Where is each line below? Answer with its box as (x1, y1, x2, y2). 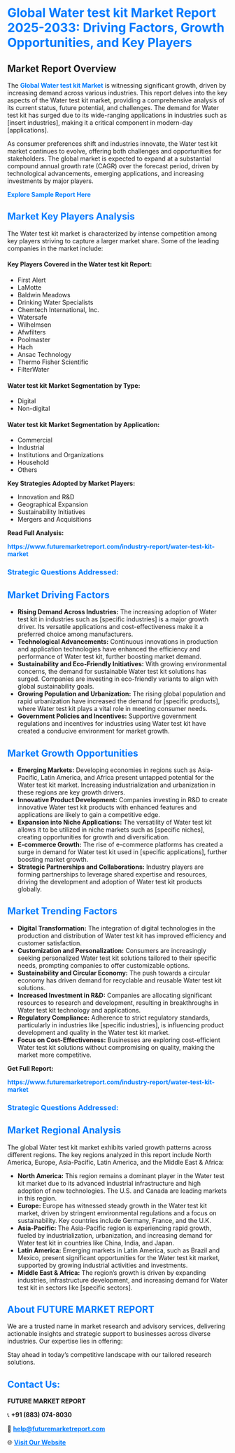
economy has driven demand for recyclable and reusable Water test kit (17, 976, 222, 985)
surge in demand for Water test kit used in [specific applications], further (17, 847, 227, 856)
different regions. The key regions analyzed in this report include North (7, 1150, 212, 1158)
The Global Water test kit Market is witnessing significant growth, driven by (7, 81, 227, 89)
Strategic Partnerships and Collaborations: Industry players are (17, 863, 204, 871)
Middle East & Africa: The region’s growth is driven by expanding (17, 1268, 206, 1277)
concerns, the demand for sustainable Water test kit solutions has (17, 668, 207, 676)
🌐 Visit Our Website (7, 1438, 66, 1447)
